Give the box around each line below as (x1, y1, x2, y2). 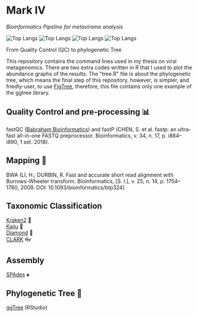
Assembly (6, 255, 44, 265)
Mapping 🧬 (6, 155, 47, 166)
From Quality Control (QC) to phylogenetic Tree (6, 46, 122, 53)
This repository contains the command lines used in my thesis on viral (6, 57, 177, 65)
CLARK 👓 (6, 236, 31, 243)
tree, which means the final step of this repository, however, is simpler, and (6, 76, 189, 84)
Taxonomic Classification (6, 201, 103, 211)
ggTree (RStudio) (6, 304, 48, 311)
